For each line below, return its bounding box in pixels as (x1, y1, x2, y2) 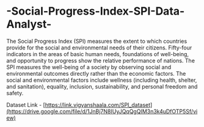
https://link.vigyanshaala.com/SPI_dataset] (45, 101, 153, 108)
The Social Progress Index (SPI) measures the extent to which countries (6, 37, 188, 45)
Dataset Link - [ (6, 101, 46, 108)
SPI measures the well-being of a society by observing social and (6, 63, 172, 71)
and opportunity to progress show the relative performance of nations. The (6, 57, 195, 64)
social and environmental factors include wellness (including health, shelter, (6, 76, 197, 84)
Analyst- (6, 17, 52, 31)
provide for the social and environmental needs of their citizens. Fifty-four (6, 44, 192, 51)
